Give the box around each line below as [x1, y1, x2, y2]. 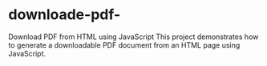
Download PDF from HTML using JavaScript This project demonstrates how [8, 32, 259, 41]
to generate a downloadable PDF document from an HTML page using [8, 40, 241, 49]
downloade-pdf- [8, 6, 121, 24]
